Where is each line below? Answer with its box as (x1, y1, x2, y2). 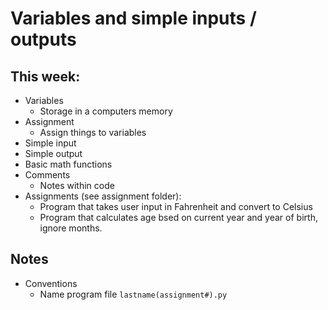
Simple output (24, 148, 83, 159)
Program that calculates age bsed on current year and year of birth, (39, 212, 318, 223)
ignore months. (39, 222, 103, 234)
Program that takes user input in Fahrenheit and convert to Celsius (39, 201, 313, 212)
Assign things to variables (39, 127, 147, 138)
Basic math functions (24, 158, 113, 170)
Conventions (24, 277, 78, 289)
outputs (10, 28, 77, 51)
